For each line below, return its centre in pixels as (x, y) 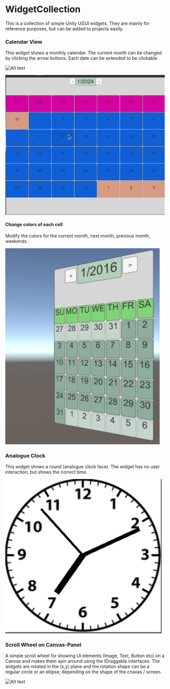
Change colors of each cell (34, 225)
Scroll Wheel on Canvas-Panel (44, 644)
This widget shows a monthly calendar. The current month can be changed (83, 53)
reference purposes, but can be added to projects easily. (65, 28)
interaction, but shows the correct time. (46, 472)
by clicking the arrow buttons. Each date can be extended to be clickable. (82, 58)
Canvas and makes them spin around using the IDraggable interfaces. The (83, 661)
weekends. (17, 241)
